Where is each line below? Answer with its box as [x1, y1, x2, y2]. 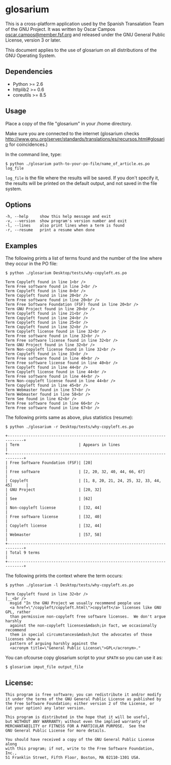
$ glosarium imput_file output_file [5, 664, 83, 670]
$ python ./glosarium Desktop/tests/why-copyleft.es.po [5, 271, 127, 276]
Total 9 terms [10, 550, 40, 555]
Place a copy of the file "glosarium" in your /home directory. [5, 120, 132, 126]
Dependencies [5, 67, 53, 76]
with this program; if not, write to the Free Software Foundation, [5, 746, 155, 751]
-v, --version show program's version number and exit [5, 218, 127, 224]
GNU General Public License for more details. [5, 728, 106, 733]
